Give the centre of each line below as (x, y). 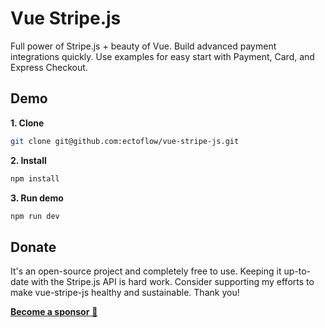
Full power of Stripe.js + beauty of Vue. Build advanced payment (143, 46)
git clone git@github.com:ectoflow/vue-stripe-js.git (125, 141)
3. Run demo (37, 198)
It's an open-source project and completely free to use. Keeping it (146, 271)
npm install (35, 178)
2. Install (28, 160)
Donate (33, 247)
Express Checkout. (49, 67)
